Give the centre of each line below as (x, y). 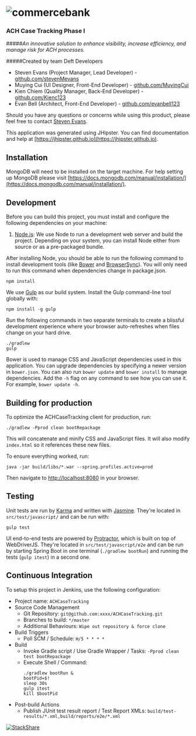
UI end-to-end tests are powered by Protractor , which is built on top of (91, 538)
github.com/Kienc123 (40, 97)
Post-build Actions (37, 704)
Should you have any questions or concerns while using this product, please (98, 115)
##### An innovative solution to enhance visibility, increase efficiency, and (96, 43)
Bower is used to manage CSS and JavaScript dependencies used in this (94, 359)
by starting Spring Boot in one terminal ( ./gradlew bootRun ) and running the (97, 551)
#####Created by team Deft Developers (55, 61)
